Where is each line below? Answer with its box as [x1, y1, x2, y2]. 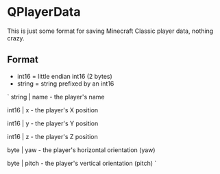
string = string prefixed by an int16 [16, 79, 114, 88]
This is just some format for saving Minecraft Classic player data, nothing [7, 27, 214, 35]
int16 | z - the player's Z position [7, 132, 98, 140]
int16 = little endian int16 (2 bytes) [16, 72, 113, 80]
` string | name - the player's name [7, 92, 105, 101]
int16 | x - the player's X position [7, 105, 99, 114]
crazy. [7, 34, 25, 42]
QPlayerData [7, 4, 81, 20]
